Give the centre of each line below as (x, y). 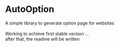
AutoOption (30, 9)
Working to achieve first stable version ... (47, 33)
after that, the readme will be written (42, 39)
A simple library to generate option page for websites (60, 23)
